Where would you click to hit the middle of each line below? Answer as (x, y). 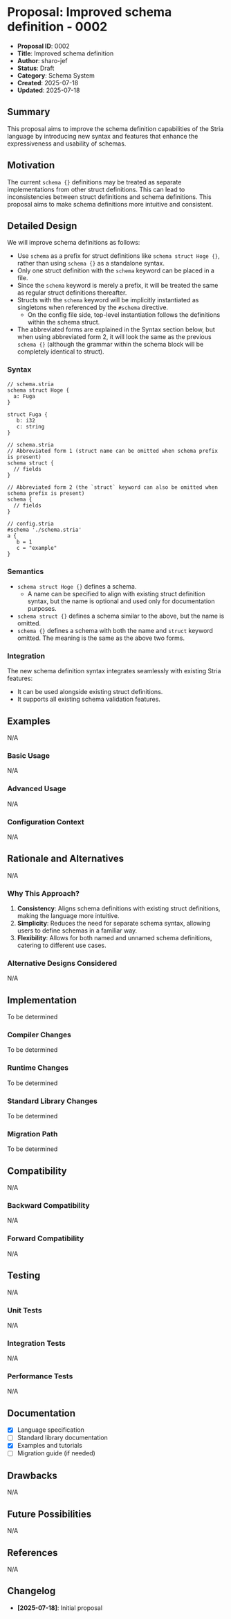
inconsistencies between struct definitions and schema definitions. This (110, 197)
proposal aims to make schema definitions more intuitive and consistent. (110, 204)
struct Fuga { (28, 414)
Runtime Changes (38, 1068)
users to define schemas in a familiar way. (77, 930)
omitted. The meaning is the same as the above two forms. (101, 638)
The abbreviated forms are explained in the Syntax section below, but (116, 329)
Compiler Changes (39, 1035)
